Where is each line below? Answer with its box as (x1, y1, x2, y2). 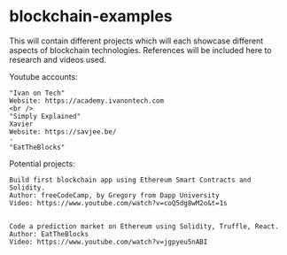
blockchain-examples (9, 6, 173, 27)
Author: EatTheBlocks (9, 229, 89, 238)
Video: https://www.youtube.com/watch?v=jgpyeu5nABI (9, 237, 208, 246)
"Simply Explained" (9, 112, 81, 120)
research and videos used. (9, 54, 106, 65)
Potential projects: (9, 158, 75, 169)
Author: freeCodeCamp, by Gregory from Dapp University (9, 190, 220, 200)
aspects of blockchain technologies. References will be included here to (9, 44, 272, 55)
